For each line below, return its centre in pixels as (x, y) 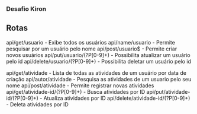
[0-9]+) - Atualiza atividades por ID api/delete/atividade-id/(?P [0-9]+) (105, 98)
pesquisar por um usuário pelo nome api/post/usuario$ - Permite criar (92, 49)
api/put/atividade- (168, 91)
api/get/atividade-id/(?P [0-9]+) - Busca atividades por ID (76, 91)
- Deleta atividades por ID (38, 104)
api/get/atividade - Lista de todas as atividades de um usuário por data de (96, 72)
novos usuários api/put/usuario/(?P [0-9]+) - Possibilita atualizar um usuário (98, 55)
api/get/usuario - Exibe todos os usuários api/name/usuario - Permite (91, 42)
